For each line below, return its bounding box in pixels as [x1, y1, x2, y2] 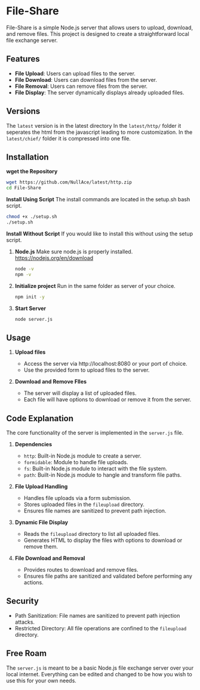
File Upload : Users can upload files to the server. [14, 70, 136, 77]
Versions [6, 106, 41, 116]
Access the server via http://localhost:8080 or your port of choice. [23, 360, 187, 367]
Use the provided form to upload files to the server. [23, 366, 150, 374]
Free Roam [6, 648, 47, 658]
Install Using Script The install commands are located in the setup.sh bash [6, 196, 190, 203]
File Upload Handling [14, 483, 68, 490]
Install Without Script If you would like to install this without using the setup [6, 230, 193, 237]
